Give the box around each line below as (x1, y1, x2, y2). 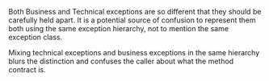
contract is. (8, 65, 46, 75)
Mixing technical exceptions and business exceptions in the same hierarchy (8, 48, 260, 57)
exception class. (8, 32, 63, 42)
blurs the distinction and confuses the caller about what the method (8, 56, 234, 66)
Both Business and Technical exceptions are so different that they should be (8, 7, 262, 16)
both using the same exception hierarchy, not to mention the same (8, 24, 229, 33)
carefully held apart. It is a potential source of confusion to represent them (8, 15, 256, 25)
